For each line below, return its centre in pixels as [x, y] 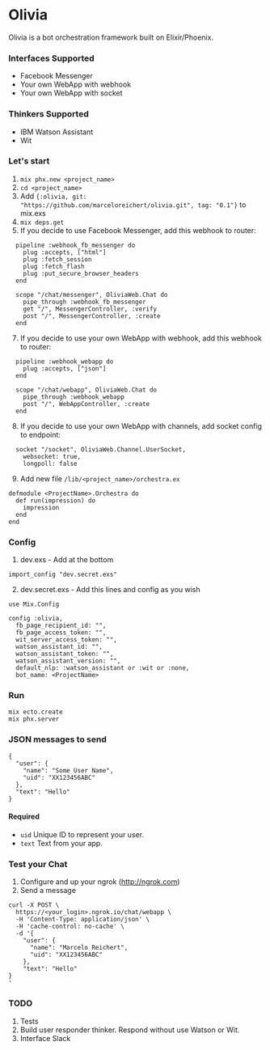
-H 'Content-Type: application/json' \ [83, 920]
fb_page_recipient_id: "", [61, 626]
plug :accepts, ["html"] [65, 252]
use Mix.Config [34, 604]
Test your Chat [38, 864]
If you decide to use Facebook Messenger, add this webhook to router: [138, 230]
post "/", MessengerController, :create [92, 316]
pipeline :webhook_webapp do [65, 362]
